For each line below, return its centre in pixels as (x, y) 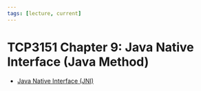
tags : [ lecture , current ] (44, 13)
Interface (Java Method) (78, 62)
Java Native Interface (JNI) (55, 81)
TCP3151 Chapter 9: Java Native (100, 47)
